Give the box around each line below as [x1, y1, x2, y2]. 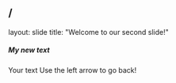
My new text [8, 45, 50, 55]
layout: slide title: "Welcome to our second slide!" [8, 27, 169, 36]
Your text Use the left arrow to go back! [8, 65, 137, 74]
